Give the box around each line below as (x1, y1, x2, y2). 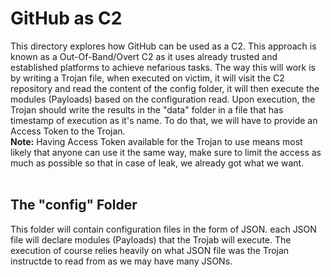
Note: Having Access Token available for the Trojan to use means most (10, 135, 303, 147)
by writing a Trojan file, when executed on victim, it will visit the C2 (10, 72, 285, 84)
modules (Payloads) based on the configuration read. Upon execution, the (10, 93, 316, 105)
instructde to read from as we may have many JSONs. (10, 255, 233, 267)
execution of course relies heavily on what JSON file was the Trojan (10, 244, 290, 256)
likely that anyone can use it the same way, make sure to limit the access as (10, 146, 322, 158)
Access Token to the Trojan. (10, 125, 126, 137)
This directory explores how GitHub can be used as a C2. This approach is (10, 40, 317, 52)
